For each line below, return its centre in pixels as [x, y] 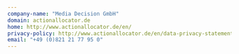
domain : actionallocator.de [49, 20]
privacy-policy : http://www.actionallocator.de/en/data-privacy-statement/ [122, 33]
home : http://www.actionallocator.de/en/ [70, 27]
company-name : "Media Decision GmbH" [63, 14]
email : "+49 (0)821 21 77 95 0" [55, 40]
